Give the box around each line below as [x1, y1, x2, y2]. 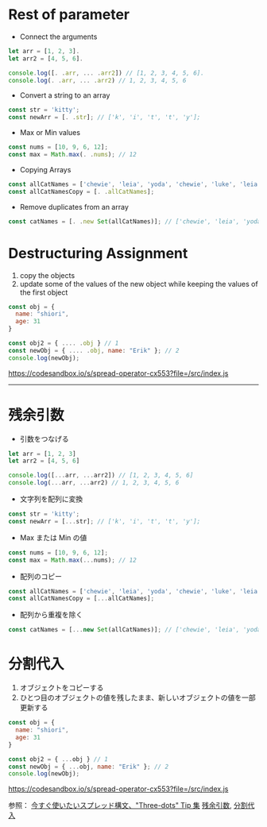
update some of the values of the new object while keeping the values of [19, 279, 258, 288]
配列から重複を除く [19, 610, 83, 620]
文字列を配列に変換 [19, 494, 83, 504]
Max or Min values [19, 128, 81, 137]
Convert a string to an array [19, 91, 110, 100]
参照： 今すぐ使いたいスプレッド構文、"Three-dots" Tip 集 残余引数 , [8, 801, 232, 810]
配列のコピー [19, 571, 62, 581]
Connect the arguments [19, 32, 98, 41]
